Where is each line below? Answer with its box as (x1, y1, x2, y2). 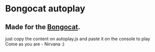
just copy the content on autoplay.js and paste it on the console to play (5, 36, 151, 42)
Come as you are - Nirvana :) (5, 41, 65, 47)
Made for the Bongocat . (5, 23, 81, 31)
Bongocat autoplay (5, 3, 86, 14)
